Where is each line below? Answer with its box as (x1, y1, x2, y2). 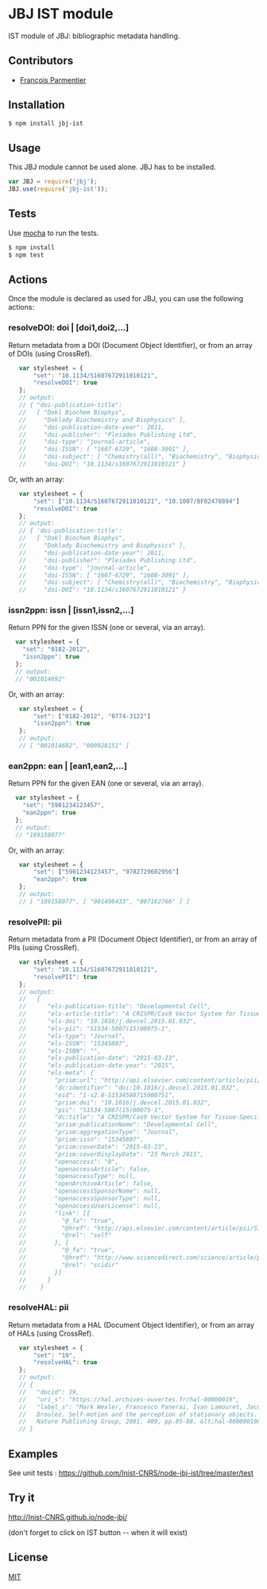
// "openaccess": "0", (18, 1158, 119, 1166)
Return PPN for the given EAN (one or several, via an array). (8, 779, 204, 788)
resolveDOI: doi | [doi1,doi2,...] (8, 323, 130, 334)
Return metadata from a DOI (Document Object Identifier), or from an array (8, 340, 253, 350)
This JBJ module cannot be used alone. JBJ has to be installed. (8, 162, 216, 172)
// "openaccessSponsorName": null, (18, 1187, 161, 1196)
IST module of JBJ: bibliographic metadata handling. (8, 31, 180, 41)
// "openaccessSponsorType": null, (18, 1195, 161, 1203)
